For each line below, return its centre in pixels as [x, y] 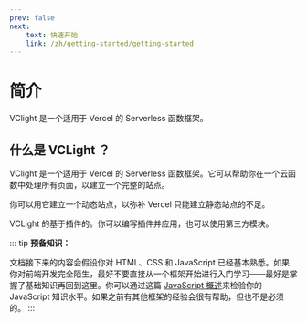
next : [20, 26]
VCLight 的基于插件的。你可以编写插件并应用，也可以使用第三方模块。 [142, 223]
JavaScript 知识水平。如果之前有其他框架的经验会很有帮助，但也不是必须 [147, 296]
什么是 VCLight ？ [60, 150]
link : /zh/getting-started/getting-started [110, 43]
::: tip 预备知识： [40, 243]
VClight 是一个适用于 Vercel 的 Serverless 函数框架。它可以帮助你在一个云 [149, 173]
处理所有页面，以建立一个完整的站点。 [97, 185]
